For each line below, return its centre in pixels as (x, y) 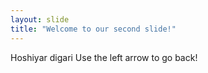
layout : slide (40, 19)
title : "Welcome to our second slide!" (93, 29)
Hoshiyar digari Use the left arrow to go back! (104, 57)
